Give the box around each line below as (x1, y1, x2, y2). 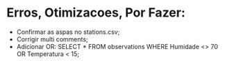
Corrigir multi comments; (16, 35, 88, 43)
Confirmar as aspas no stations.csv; (16, 28, 120, 36)
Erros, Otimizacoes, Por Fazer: (6, 5, 185, 21)
